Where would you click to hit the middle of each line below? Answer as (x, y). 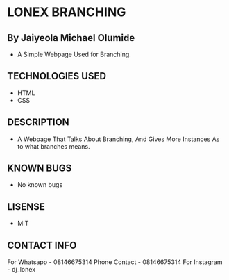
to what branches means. (53, 146)
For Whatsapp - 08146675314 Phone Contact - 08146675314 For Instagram (115, 262)
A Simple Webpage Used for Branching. (74, 54)
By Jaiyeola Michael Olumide (71, 38)
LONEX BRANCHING (67, 12)
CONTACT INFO (42, 245)
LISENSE (26, 207)
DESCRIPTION (38, 122)
